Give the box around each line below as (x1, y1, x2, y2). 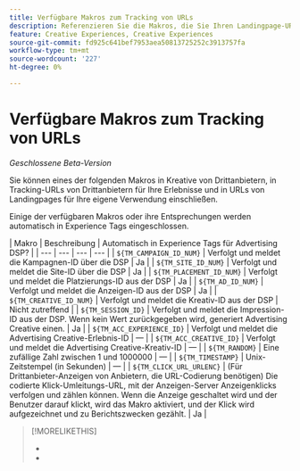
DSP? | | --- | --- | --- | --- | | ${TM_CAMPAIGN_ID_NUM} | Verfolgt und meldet (9, 247, 281, 258)
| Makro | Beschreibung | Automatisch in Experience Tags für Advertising (9, 237, 279, 248)
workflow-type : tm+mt (9, 46, 90, 55)
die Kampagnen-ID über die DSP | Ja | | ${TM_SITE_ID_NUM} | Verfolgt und (9, 256, 278, 268)
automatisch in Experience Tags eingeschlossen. (9, 220, 189, 231)
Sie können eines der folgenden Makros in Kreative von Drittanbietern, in (9, 175, 277, 186)
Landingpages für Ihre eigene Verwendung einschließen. (9, 194, 219, 204)
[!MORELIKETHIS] (30, 426, 97, 436)
